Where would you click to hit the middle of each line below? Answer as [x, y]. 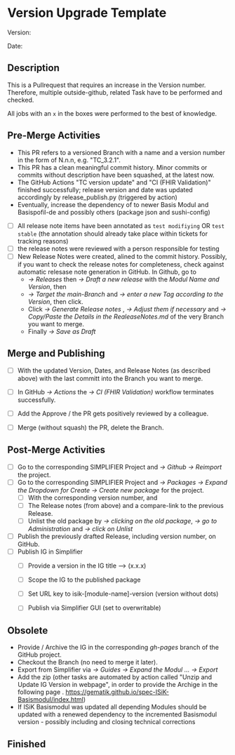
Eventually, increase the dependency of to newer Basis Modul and [113, 204]
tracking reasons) [43, 241]
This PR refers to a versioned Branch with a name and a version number [121, 152]
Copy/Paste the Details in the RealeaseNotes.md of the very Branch [126, 316]
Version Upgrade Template [87, 13]
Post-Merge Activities [56, 450]
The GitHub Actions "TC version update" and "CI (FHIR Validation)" [114, 182]
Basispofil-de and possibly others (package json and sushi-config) [114, 212]
